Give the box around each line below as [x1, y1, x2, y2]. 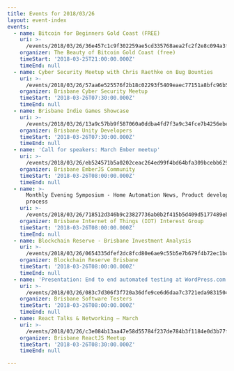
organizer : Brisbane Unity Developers [19, 127, 132, 134]
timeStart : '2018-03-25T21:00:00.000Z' [19, 56, 136, 63]
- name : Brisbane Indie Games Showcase [13, 107, 130, 114]
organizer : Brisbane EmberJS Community [19, 165, 136, 173]
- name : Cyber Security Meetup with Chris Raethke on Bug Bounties [13, 68, 214, 75]
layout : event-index [7, 17, 68, 24]
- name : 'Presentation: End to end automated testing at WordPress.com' [13, 276, 229, 283]
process [25, 198, 49, 206]
